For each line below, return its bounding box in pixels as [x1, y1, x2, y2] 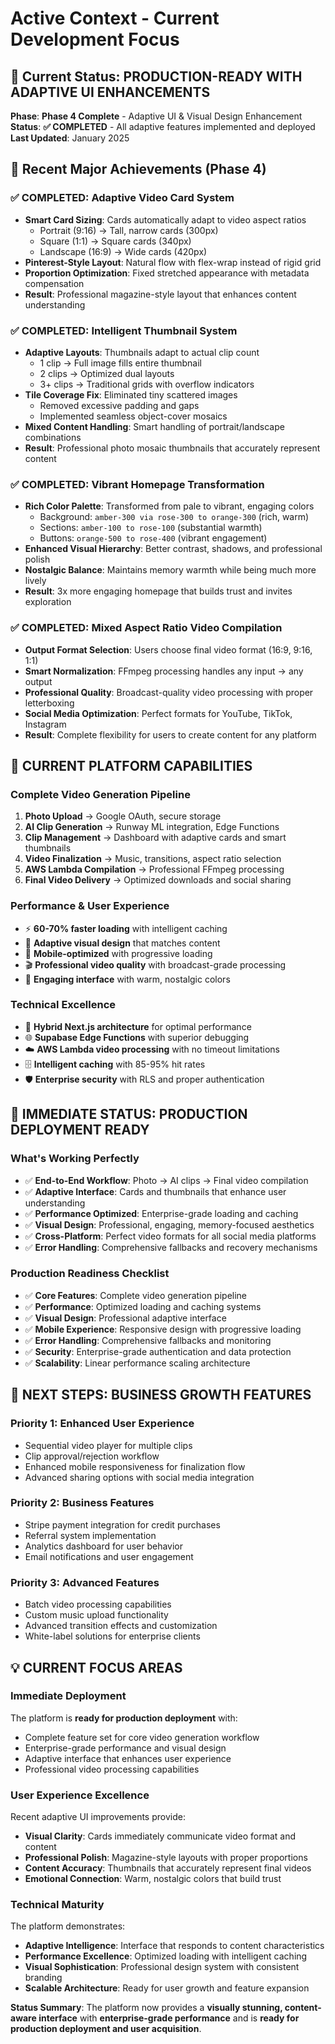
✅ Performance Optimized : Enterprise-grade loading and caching [24, 1207, 299, 1219]
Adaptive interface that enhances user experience [24, 1752, 232, 1764]
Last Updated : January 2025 [10, 132, 130, 144]
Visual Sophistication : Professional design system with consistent [24, 1961, 300, 1973]
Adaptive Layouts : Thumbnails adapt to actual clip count [24, 346, 260, 358]
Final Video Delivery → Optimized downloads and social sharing [24, 874, 292, 886]
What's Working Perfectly [10, 1152, 140, 1166]
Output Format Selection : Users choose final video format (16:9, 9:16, [24, 643, 313, 656]
